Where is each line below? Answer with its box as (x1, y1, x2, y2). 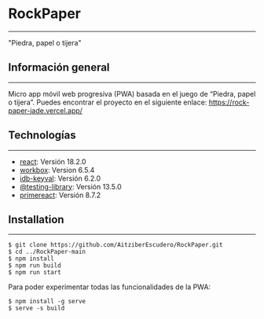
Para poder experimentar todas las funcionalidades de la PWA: (8, 282, 211, 291)
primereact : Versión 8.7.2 (19, 190, 101, 200)
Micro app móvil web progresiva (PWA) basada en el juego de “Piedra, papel (8, 89, 256, 98)
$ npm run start (8, 269, 61, 277)
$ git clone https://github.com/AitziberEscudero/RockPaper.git (8, 241, 223, 249)
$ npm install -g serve (8, 298, 86, 306)
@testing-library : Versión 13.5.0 (19, 181, 122, 191)
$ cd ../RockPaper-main (8, 248, 86, 256)
